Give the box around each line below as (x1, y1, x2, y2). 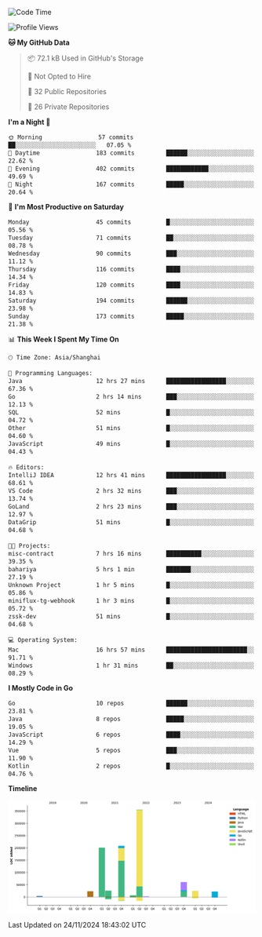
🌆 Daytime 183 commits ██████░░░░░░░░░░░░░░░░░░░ (8, 149, 255, 157)
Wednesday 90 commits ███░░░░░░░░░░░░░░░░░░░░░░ (8, 250, 255, 257)
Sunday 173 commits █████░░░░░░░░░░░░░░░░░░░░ (8, 312, 255, 320)
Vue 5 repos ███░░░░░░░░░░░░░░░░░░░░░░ (8, 746, 255, 754)
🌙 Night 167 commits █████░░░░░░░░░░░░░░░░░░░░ (8, 180, 255, 188)
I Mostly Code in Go (8, 684, 73, 692)
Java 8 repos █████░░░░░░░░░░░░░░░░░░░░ (8, 715, 255, 723)
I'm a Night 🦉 (8, 118, 51, 126)
